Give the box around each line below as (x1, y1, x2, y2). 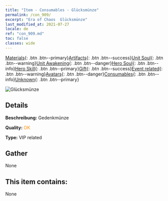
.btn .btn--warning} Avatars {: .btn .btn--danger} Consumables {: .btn (5, 71, 146, 77)
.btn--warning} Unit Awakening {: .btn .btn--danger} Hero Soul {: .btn (5, 60, 146, 66)
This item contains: (5, 177, 68, 186)
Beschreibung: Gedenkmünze (5, 114, 69, 120)
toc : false (5, 36, 29, 41)
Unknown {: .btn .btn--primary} (15, 76, 79, 82)
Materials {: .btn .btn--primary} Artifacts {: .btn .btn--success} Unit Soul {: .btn (5, 55, 164, 61)
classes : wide (5, 41, 36, 46)
